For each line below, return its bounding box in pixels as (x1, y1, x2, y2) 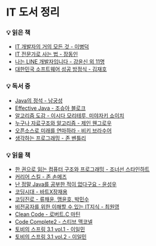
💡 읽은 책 (6, 28, 31, 37)
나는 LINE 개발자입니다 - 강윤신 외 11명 (14, 58, 105, 65)
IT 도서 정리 (6, 5, 60, 19)
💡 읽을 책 (6, 151, 31, 159)
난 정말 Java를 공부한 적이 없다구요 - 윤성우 (14, 181, 117, 188)
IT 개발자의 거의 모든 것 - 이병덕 (14, 43, 90, 50)
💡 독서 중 (6, 82, 31, 91)
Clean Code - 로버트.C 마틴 (14, 211, 81, 218)
